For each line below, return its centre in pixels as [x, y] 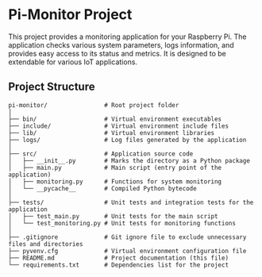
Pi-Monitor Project [70, 15]
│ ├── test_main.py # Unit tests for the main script [113, 216]
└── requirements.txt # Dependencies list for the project [118, 265]
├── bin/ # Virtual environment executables [115, 119]
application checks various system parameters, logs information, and [121, 44]
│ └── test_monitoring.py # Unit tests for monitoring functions [122, 223]
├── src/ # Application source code [101, 154]
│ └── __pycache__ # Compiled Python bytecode [102, 188]
